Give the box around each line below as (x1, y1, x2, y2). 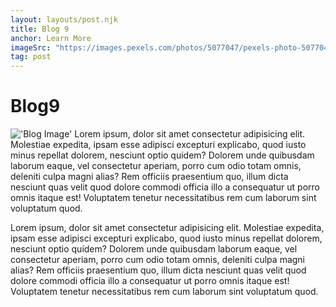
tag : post (10, 52, 52, 62)
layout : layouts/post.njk (10, 14, 118, 25)
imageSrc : (10, 42, 52, 53)
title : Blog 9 (10, 24, 70, 34)
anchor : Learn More (10, 33, 92, 43)
